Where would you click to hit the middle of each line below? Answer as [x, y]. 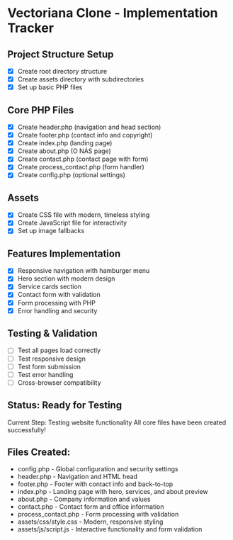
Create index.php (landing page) [65, 143]
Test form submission [49, 366]
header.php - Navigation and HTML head [78, 477]
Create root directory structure [62, 71]
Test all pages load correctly [59, 350]
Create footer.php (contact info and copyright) [85, 135]
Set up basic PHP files [50, 87]
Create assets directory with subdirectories [80, 79]
